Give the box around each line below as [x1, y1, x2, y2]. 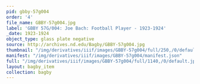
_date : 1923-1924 [6, 31, 49, 37]
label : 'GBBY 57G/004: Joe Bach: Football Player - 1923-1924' [6, 25, 167, 31]
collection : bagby [6, 69, 52, 75]
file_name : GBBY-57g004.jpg [6, 20, 76, 25]
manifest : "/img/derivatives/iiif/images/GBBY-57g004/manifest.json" [6, 53, 183, 59]
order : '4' [6, 14, 33, 20]
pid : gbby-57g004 [6, 8, 49, 15]
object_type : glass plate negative [6, 36, 95, 42]
